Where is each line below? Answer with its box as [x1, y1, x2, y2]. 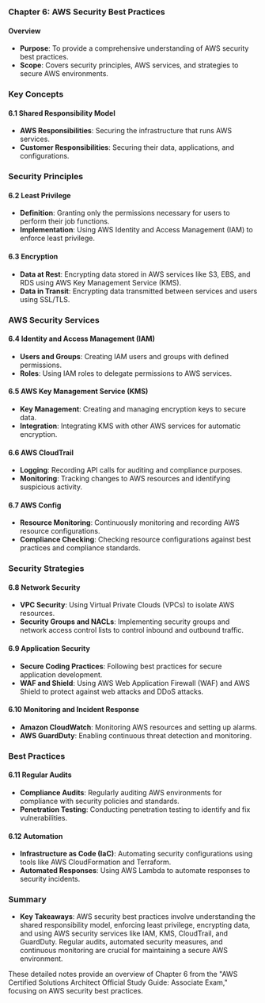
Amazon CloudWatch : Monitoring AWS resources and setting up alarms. [19, 722, 257, 732]
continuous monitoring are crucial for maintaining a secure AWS [19, 946, 228, 955]
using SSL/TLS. [19, 294, 70, 304]
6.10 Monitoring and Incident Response [8, 705, 140, 714]
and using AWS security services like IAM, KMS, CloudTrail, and [19, 928, 228, 938]
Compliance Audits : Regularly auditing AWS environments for [19, 787, 222, 797]
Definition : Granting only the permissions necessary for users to [19, 209, 231, 218]
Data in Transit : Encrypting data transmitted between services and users [19, 286, 258, 296]
